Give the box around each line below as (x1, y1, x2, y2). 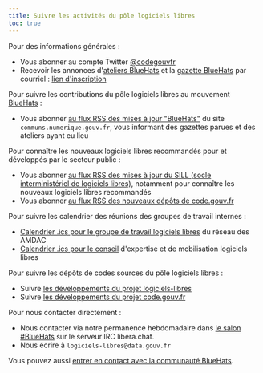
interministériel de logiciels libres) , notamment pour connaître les (19, 178, 235, 189)
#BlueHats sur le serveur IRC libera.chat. (19, 331, 155, 341)
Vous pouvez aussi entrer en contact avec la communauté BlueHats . (8, 355, 234, 365)
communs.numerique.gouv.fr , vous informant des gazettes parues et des (19, 122, 256, 132)
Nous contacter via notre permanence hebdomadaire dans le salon (19, 322, 241, 333)
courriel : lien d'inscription (19, 74, 107, 83)
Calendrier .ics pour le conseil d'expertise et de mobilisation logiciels (19, 244, 248, 253)
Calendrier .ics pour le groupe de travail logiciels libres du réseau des (19, 226, 250, 237)
